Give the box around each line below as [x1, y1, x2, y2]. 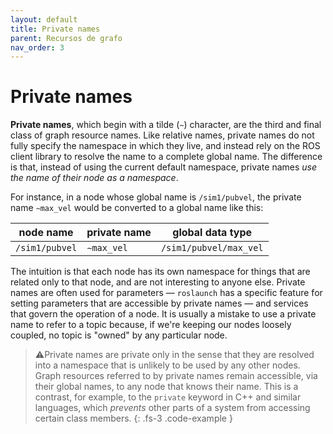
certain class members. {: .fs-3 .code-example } [34, 412, 233, 425]
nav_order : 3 [10, 42, 65, 53]
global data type [172, 226, 253, 240]
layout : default [10, 14, 78, 25]
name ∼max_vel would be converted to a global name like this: [10, 202, 264, 214]
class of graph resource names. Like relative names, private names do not [10, 129, 315, 141]
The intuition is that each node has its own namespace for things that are [10, 266, 311, 278]
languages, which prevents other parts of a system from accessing [34, 402, 311, 414]
